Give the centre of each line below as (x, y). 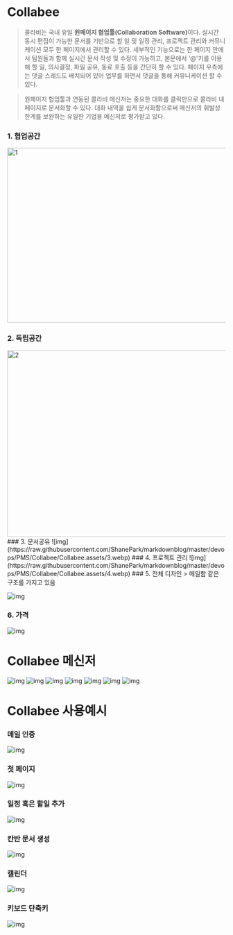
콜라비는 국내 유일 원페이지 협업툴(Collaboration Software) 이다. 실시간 (122, 32)
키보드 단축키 (28, 909)
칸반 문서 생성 (29, 839)
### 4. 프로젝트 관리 (159, 557)
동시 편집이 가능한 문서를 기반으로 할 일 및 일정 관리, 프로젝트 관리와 (115, 41)
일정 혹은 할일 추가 (36, 804)
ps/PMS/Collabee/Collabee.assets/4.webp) (69, 573)
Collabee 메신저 (52, 661)
